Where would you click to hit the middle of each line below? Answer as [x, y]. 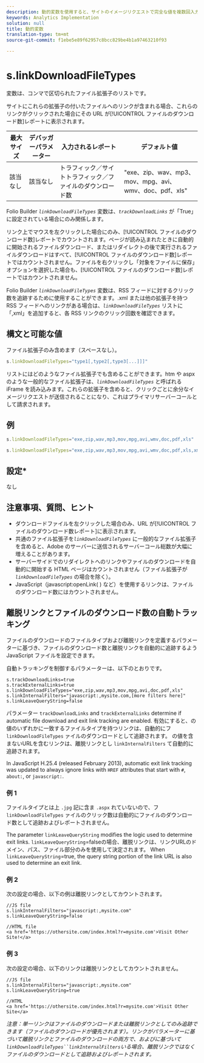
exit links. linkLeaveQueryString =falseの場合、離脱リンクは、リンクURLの [99, 842]
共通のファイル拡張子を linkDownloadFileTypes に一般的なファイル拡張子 [106, 538]
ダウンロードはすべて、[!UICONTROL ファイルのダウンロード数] [97, 254]
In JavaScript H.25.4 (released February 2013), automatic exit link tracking [99, 763]
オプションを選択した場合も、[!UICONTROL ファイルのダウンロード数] [95, 270]
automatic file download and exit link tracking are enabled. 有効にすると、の [101, 720]
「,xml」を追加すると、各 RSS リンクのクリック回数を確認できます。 [92, 313]
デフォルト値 [159, 146]
